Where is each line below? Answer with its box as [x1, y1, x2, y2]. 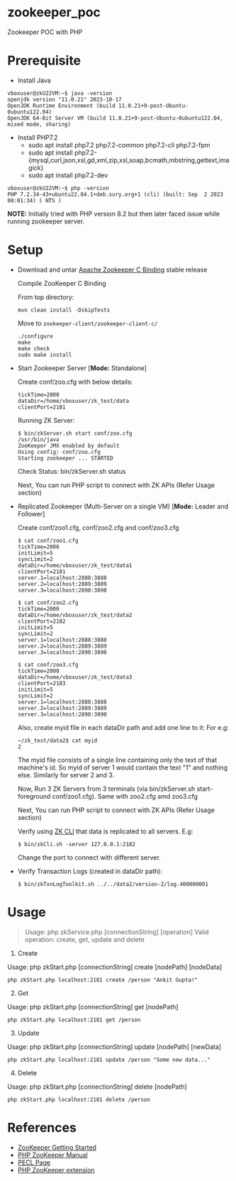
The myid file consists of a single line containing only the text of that [17, 755, 218, 764]
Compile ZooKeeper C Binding [17, 279, 106, 287]
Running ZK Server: [17, 416, 75, 424]
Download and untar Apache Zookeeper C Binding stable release [17, 265, 208, 274]
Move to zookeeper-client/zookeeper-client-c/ [17, 318, 158, 327]
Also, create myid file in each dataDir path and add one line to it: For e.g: [17, 723, 229, 731]
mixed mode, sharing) [7, 121, 72, 128]
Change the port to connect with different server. [17, 853, 161, 862]
